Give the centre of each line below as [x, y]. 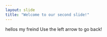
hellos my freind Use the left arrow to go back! [54, 29]
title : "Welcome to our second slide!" [47, 15]
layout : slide [20, 10]
